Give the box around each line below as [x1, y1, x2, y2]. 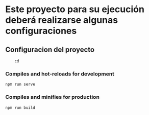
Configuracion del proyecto [5, 45, 95, 54]
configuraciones [5, 25, 77, 36]
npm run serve [5, 82, 36, 87]
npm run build [5, 105, 36, 110]
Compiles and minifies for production [5, 94, 100, 101]
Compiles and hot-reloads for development [5, 70, 115, 77]
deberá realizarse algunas [5, 14, 118, 26]
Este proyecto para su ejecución [5, 4, 144, 15]
